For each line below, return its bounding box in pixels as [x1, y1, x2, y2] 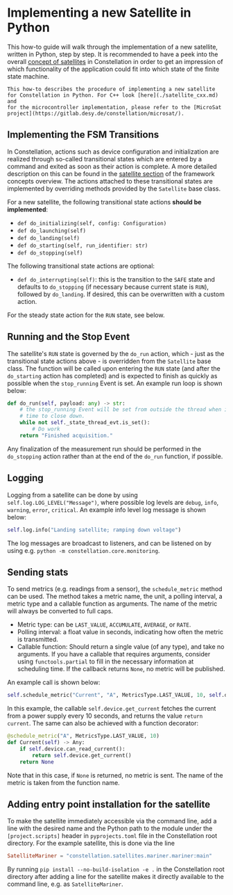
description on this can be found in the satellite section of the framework [7, 169, 215, 178]
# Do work [32, 426, 60, 433]
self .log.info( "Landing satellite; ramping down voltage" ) [7, 526, 182, 533]
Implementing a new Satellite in [7, 5, 191, 21]
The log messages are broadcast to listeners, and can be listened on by [7, 539, 212, 547]
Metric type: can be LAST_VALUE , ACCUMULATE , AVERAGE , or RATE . [17, 620, 191, 629]
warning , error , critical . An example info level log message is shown [7, 506, 207, 514]
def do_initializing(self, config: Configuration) [17, 220, 167, 227]
